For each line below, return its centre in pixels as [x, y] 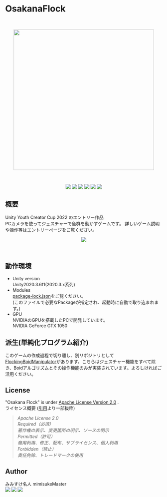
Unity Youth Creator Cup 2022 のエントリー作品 [54, 217]
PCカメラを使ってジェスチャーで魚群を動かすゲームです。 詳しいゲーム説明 [83, 223]
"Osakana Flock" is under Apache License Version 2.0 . [62, 402]
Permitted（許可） [36, 437]
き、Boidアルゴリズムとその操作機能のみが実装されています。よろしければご [83, 368]
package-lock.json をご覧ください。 [49, 296]
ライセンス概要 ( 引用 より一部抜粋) [40, 408]
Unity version [26, 278]
